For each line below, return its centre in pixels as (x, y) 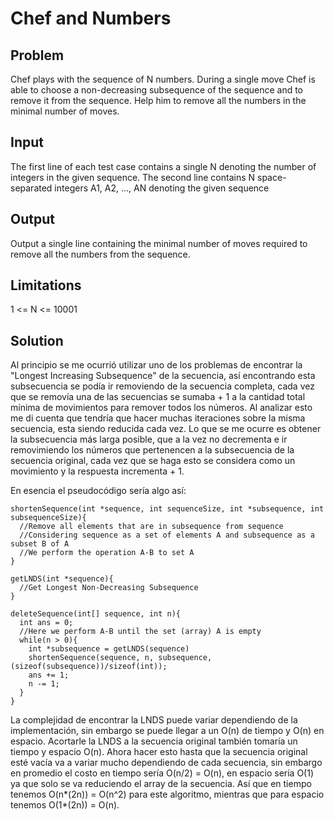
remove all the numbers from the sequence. (100, 254)
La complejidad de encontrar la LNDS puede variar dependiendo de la (154, 720)
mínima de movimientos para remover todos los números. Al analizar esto (161, 408)
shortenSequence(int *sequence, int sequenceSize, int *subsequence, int (167, 509)
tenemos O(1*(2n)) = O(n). (65, 805)
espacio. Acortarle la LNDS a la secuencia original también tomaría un (154, 741)
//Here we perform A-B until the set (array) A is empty (140, 632)
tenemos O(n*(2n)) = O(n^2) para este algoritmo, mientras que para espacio (167, 794)
